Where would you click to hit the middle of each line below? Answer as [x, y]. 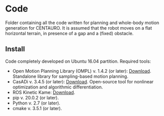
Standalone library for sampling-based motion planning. [70, 76]
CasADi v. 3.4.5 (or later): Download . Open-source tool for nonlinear [83, 81]
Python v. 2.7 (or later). [36, 103]
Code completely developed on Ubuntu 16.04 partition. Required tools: [78, 61]
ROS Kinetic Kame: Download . [44, 92]
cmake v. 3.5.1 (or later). [37, 108]
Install [15, 49]
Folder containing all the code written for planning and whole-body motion [82, 23]
